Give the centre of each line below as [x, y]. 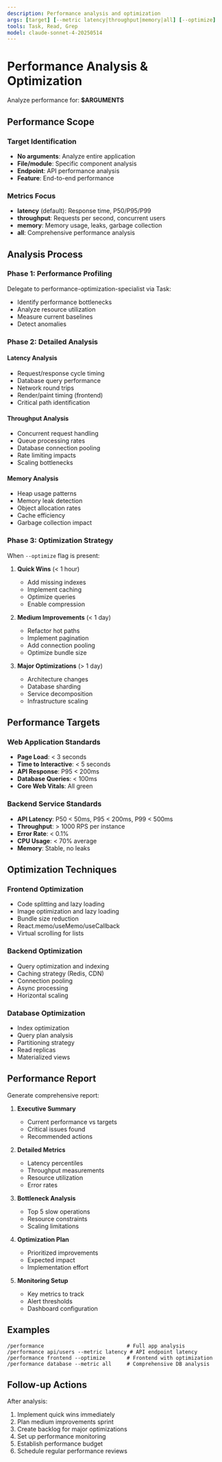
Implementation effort [58, 1267]
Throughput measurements [66, 1170]
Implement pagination [58, 638]
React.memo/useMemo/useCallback [68, 926]
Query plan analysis [45, 1035]
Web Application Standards [54, 742]
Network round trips [45, 388]
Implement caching [54, 589]
